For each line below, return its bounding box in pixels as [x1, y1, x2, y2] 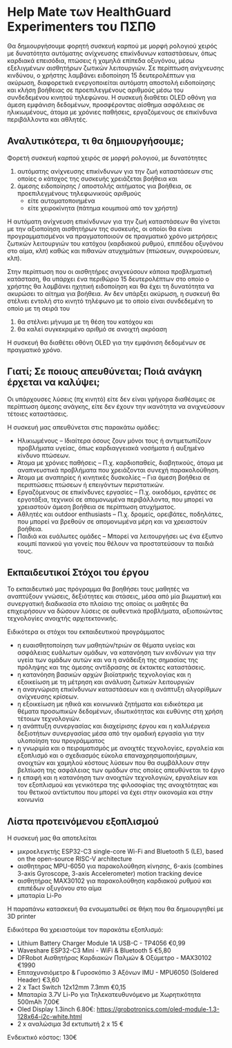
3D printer [7, 912, 37, 921]
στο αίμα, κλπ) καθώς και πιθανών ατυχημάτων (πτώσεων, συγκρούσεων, [7, 246, 221, 255]
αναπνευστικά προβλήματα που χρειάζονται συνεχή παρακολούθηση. [17, 466, 220, 474]
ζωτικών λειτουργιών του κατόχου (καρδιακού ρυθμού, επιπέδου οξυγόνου [7, 239, 224, 248]
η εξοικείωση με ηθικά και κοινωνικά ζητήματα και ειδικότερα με [17, 700, 204, 708]
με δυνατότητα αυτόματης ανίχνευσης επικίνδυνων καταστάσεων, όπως [7, 49, 217, 57]
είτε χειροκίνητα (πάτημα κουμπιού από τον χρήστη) [27, 203, 178, 212]
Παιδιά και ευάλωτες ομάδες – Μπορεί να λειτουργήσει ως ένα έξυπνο [17, 532, 223, 540]
